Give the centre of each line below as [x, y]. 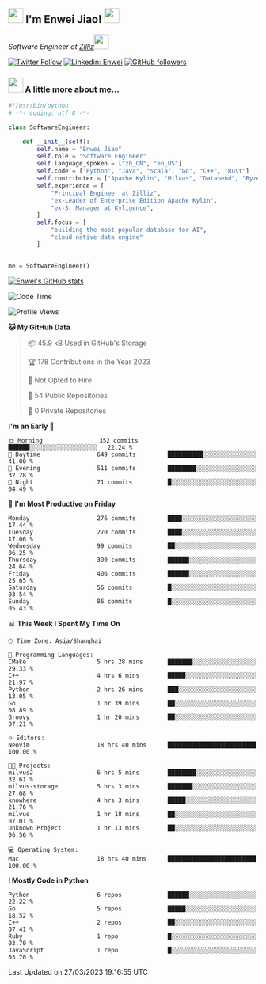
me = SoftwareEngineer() [49, 266]
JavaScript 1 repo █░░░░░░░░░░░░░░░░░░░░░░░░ [133, 950]
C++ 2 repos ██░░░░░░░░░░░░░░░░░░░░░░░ [133, 922]
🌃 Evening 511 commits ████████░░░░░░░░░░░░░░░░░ [133, 468]
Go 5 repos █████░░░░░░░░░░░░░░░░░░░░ [133, 908]
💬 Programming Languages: [51, 655]
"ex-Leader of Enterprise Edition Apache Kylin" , [134, 200]
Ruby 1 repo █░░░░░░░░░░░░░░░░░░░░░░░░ [133, 936]
